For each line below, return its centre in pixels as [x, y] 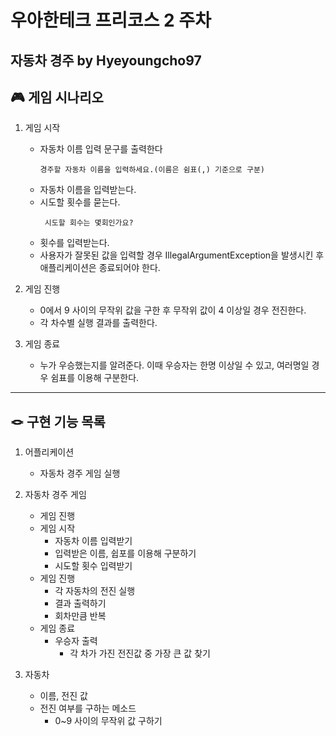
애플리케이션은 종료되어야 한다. [100, 268]
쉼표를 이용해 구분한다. [95, 378]
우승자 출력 [76, 641]
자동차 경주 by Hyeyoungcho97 [106, 60]
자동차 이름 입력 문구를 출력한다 [101, 149]
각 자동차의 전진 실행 [95, 591]
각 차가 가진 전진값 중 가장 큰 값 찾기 [140, 653]
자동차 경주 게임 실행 [80, 473]
